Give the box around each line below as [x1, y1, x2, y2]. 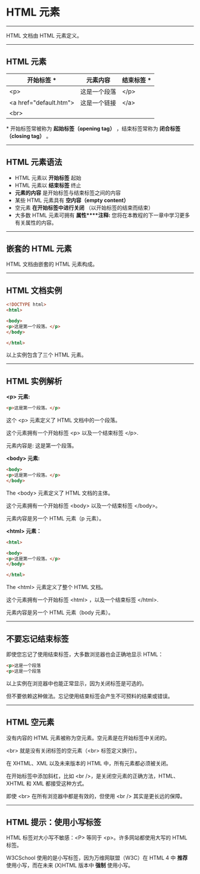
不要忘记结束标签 [6, 634, 69, 644]
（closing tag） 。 [6, 132, 52, 139]
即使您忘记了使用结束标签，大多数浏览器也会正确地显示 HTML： [6, 651, 164, 658]
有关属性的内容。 [14, 219, 57, 226]
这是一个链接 [80, 99, 117, 107]
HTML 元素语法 [6, 157, 62, 167]
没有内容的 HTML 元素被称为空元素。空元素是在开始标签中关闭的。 [6, 734, 170, 741]
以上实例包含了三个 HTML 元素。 [6, 351, 87, 358]
